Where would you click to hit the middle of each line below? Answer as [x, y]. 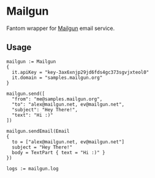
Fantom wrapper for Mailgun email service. [61, 28]
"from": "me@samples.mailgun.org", [57, 99]
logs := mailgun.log [33, 169]
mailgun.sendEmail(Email [38, 131]
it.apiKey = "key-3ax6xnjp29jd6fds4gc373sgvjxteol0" [81, 72]
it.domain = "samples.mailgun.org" [57, 78]
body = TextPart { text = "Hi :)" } [59, 152]
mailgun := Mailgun [31, 61]
